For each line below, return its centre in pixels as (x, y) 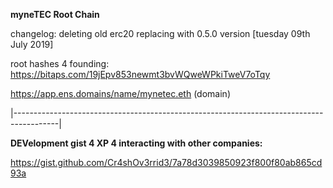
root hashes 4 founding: (60, 63)
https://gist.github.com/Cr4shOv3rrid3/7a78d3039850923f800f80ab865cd (166, 162)
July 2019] (32, 44)
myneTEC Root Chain (55, 14)
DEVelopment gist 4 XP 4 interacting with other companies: (136, 143)
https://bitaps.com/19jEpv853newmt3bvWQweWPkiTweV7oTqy (140, 74)
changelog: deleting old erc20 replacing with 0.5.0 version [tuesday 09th (160, 33)
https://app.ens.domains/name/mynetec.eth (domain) (120, 93)
